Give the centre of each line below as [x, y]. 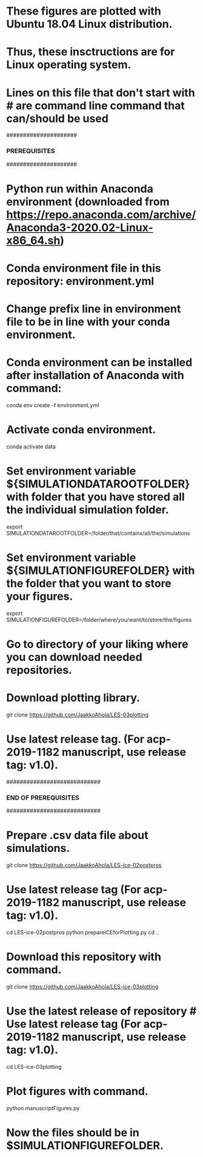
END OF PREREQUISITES [43, 797]
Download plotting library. [73, 698]
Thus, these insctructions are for [91, 52]
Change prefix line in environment [94, 309]
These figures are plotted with [84, 11]
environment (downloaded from [88, 201]
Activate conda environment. [81, 430]
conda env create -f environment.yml [53, 405]
